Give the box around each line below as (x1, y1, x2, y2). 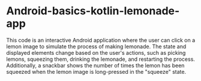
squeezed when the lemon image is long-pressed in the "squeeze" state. (6, 68, 187, 75)
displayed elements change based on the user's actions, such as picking (6, 49, 186, 56)
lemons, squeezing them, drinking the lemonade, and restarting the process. (6, 55, 195, 63)
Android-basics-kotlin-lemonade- (6, 4, 180, 18)
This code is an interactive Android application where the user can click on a (6, 36, 196, 43)
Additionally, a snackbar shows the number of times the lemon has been (6, 61, 185, 69)
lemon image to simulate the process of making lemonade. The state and (6, 43, 187, 50)
